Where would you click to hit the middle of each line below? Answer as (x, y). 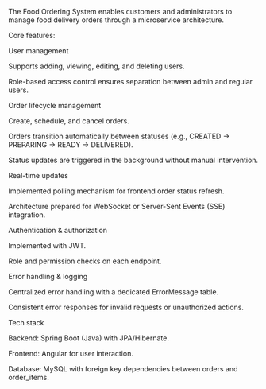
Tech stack (26, 323)
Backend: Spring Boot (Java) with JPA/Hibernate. (89, 338)
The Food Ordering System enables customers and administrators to (120, 12)
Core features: (32, 35)
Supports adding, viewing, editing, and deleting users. (96, 66)
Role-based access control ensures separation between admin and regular (130, 82)
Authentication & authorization (58, 230)
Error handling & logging (48, 276)
